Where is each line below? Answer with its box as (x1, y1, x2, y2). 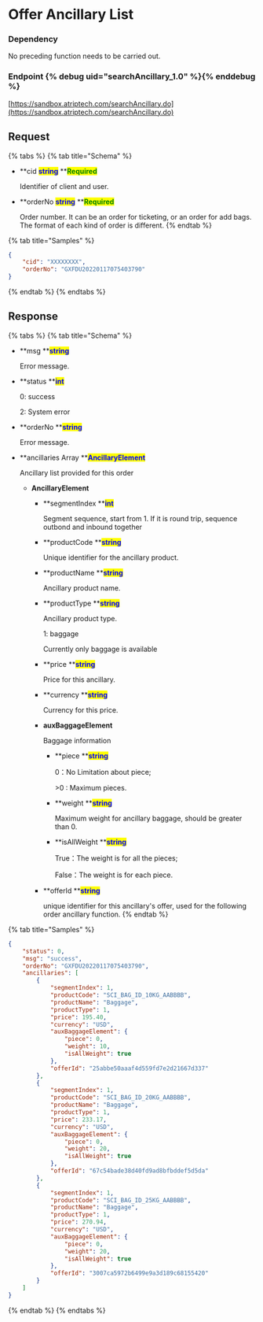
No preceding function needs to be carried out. (8, 51, 161, 61)
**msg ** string (19, 346, 70, 355)
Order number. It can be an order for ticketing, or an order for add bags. (19, 212, 252, 221)
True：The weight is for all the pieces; (54, 853, 178, 863)
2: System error (19, 407, 71, 417)
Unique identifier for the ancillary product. (42, 553, 179, 562)
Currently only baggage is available (42, 644, 158, 654)
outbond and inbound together (42, 522, 143, 531)
